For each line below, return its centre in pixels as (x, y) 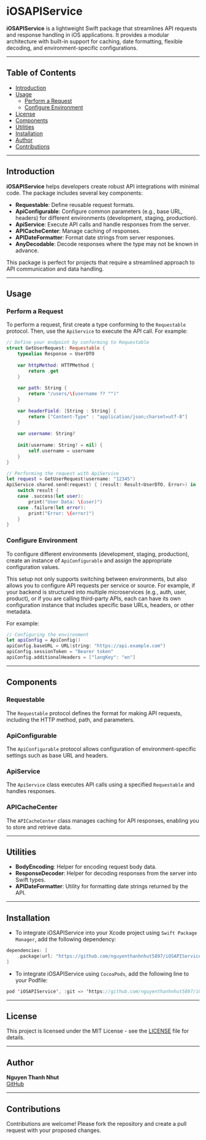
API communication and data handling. (55, 269)
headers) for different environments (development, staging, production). (106, 218)
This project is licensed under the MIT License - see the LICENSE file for (97, 1031)
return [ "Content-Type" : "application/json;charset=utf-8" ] (108, 417)
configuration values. (33, 567)
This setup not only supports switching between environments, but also (97, 579)
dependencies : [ (27, 951)
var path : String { (42, 388)
